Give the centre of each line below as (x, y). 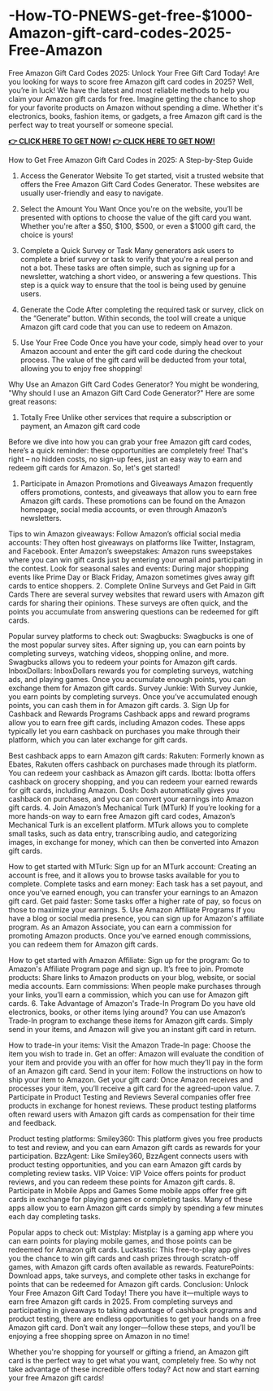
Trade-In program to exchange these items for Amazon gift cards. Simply (131, 1021)
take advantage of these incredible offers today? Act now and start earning (134, 1369)
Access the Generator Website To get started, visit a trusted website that (142, 175)
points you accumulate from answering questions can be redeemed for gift (134, 611)
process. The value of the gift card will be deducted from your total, (133, 360)
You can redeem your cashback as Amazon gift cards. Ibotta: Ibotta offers (132, 772)
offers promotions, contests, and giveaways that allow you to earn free (139, 492)
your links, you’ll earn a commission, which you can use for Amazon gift (129, 995)
